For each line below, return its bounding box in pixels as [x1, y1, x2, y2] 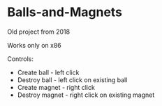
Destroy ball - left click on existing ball [17, 75, 128, 84]
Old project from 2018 [7, 27, 71, 36]
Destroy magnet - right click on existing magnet [17, 91, 155, 99]
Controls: [7, 54, 34, 63]
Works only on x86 [7, 41, 61, 49]
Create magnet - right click [17, 83, 96, 91]
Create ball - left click [17, 68, 80, 77]
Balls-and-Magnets [7, 4, 123, 20]
